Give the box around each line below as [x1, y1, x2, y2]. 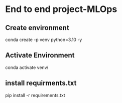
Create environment [5, 23, 69, 32]
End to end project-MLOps [5, 3, 117, 15]
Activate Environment [5, 51, 75, 59]
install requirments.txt [5, 79, 77, 87]
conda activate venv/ [5, 64, 49, 70]
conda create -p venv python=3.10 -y [5, 36, 82, 42]
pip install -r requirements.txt [5, 92, 65, 98]
